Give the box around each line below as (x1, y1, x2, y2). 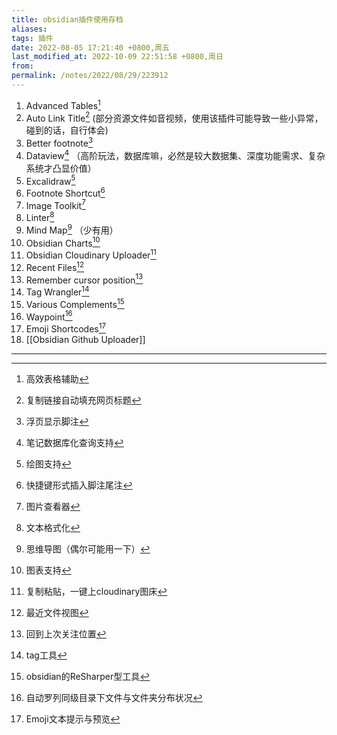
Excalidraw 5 (25, 173, 76, 187)
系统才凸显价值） (25, 162, 97, 174)
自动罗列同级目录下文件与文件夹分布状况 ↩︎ (25, 692, 203, 704)
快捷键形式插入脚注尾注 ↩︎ (25, 479, 133, 491)
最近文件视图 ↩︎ (25, 607, 89, 619)
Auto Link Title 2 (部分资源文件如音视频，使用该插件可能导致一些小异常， (25, 110, 324, 124)
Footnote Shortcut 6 (25, 186, 106, 199)
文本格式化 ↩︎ (25, 522, 81, 534)
